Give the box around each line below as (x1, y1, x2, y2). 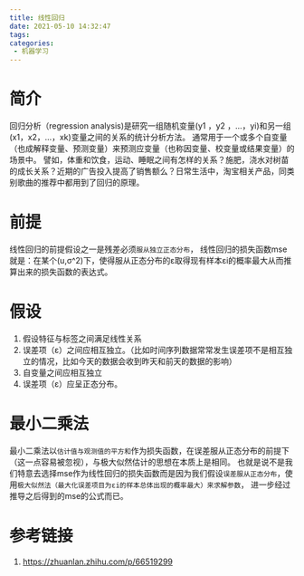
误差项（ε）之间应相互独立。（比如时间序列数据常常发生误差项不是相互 (22, 344, 285, 355)
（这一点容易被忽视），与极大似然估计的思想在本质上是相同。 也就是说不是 (9, 456, 285, 467)
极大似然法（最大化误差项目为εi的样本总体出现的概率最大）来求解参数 (17, 481, 242, 490)
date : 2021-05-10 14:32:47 (9, 22, 111, 31)
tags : (9, 30, 30, 39)
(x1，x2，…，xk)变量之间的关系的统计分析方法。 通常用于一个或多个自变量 (9, 132, 288, 143)
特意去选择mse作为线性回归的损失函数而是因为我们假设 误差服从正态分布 (16, 467, 278, 478)
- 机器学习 (13, 47, 50, 56)
